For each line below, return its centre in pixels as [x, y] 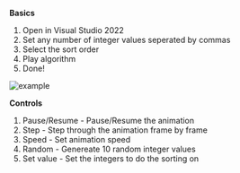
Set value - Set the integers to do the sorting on [111, 159]
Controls [26, 103]
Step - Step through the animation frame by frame [115, 130]
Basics [22, 13]
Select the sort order [61, 49]
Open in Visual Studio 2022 [73, 30]
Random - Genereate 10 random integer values [109, 149]
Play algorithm [49, 59]
